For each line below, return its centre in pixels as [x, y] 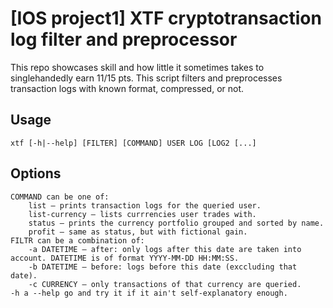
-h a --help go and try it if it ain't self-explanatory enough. [149, 293]
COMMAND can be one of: [60, 197]
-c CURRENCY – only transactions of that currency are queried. [165, 284]
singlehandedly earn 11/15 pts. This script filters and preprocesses [146, 78]
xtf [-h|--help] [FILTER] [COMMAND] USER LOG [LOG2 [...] [133, 143]
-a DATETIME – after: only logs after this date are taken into [165, 249]
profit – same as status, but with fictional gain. [138, 232]
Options [36, 173]
